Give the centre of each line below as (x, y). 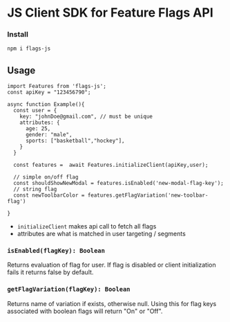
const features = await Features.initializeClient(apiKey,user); (111, 165)
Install (18, 35)
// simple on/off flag (46, 177)
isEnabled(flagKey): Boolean (56, 251)
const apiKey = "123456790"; (49, 92)
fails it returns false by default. (50, 272)
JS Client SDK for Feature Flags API (111, 13)
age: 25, (38, 129)
